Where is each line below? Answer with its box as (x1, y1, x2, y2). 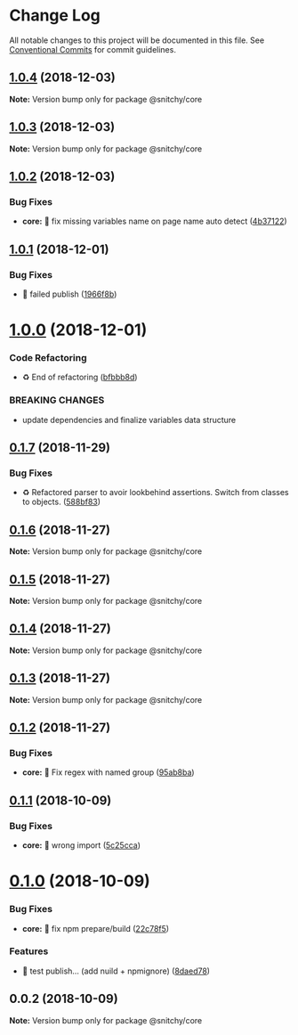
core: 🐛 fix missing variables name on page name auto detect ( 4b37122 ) (21, 216, 287, 227)
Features (9, 945, 49, 958)
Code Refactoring (9, 352, 87, 364)
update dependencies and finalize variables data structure (21, 414, 237, 425)
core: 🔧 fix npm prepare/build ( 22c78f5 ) (21, 923, 170, 933)
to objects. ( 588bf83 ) (21, 496, 101, 508)
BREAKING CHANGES (9, 394, 105, 406)
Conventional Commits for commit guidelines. (9, 44, 176, 54)
